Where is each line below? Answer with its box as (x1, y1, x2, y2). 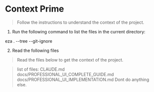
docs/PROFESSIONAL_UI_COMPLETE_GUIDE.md (16, 71, 114, 77)
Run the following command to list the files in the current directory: (12, 29, 146, 34)
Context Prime (5, 3, 64, 15)
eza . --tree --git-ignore (5, 38, 52, 44)
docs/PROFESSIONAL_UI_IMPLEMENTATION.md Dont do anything (16, 77, 149, 82)
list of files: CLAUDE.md (16, 66, 65, 72)
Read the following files (12, 47, 59, 53)
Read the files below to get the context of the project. (16, 57, 123, 62)
